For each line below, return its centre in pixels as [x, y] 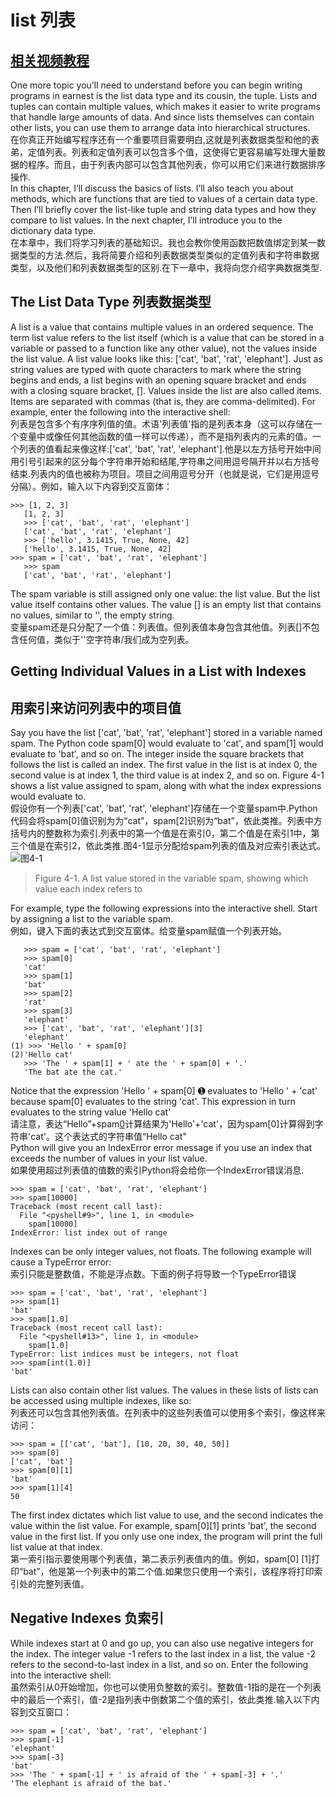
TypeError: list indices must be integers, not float [125, 1354]
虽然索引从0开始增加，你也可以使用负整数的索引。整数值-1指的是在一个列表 [166, 1687]
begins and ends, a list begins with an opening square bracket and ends [158, 380]
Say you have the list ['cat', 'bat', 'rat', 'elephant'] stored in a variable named [166, 733]
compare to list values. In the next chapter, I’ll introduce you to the [146, 220]
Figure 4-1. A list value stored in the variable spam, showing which [171, 878]
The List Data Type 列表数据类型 [111, 302]
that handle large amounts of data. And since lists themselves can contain [162, 117]
